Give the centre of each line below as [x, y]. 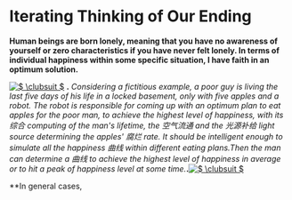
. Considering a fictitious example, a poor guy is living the [172, 86]
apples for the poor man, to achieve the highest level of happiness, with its [146, 115]
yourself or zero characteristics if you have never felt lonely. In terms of [145, 50]
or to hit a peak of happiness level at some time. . [99, 168]
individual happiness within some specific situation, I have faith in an [139, 60]
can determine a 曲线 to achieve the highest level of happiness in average [145, 158]
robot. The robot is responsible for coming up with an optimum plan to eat [145, 105]
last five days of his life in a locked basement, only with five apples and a [144, 96]
